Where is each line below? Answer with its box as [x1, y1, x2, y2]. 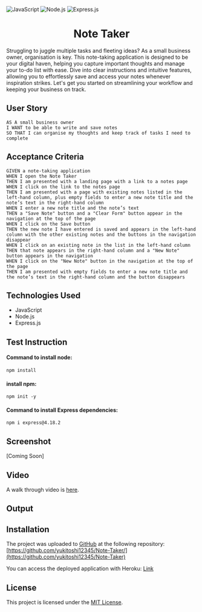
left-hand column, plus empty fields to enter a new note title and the [6, 194, 194, 200]
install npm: [6, 380, 37, 388]
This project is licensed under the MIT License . [6, 599, 123, 606]
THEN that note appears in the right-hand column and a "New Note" [6, 247, 180, 254]
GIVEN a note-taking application [6, 167, 91, 174]
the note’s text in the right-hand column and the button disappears [6, 274, 186, 280]
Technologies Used [6, 290, 80, 300]
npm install [6, 367, 36, 373]
